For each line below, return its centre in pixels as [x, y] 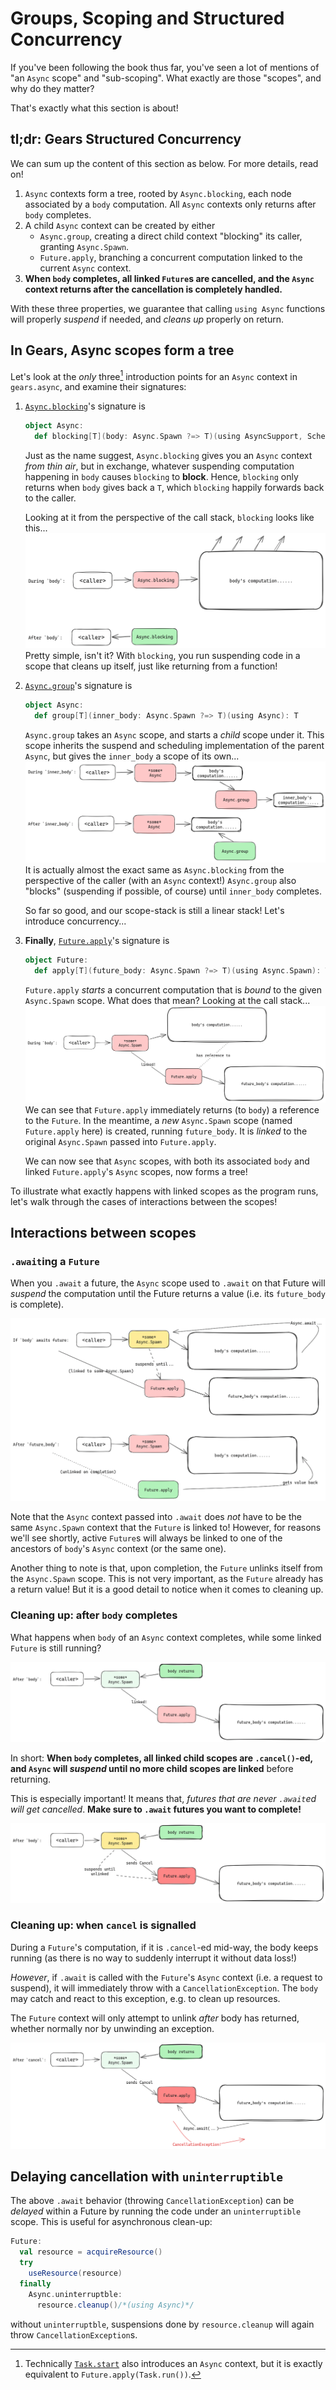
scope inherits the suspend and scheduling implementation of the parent [174, 745]
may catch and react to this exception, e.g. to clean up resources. [145, 1998]
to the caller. [50, 498]
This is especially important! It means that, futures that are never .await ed [163, 1798]
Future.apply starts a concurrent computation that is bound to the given [173, 989]
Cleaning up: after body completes [94, 1615]
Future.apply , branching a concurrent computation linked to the [171, 257]
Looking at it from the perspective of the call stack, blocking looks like [169, 517]
